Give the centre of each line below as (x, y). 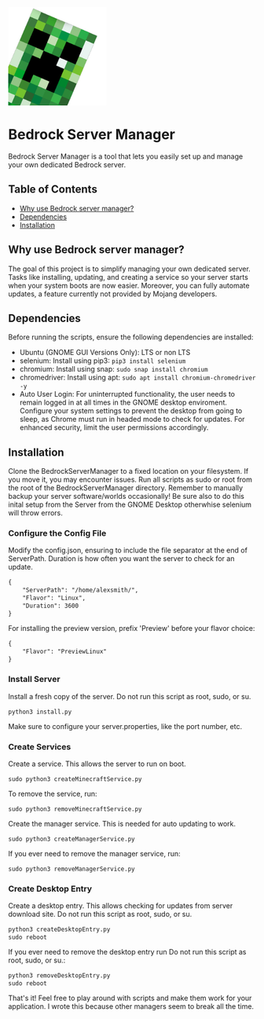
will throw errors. (35, 513)
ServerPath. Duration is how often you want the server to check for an (121, 559)
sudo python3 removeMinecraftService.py (75, 809)
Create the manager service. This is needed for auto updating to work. (122, 824)
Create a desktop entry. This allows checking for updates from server (121, 906)
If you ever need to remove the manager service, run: (94, 854)
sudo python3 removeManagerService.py (71, 869)
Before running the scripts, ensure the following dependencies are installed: (131, 337)
